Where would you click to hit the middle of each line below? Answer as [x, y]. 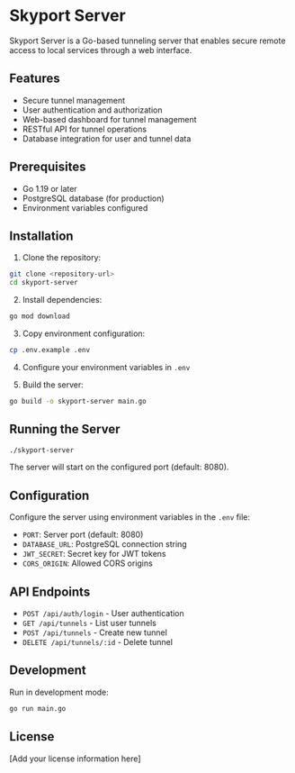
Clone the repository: [62, 258]
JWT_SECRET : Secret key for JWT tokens [94, 554]
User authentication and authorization [93, 110]
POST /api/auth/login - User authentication [103, 614]
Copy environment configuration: [84, 333]
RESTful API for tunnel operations [84, 129]
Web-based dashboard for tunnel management [109, 119]
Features [35, 79]
